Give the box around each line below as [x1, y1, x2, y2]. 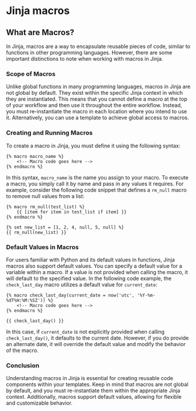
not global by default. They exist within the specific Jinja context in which [6, 89, 183, 96]
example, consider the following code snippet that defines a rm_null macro [6, 186, 187, 194]
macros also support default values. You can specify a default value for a [6, 262, 183, 270]
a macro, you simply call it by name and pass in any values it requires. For [6, 180, 184, 187]
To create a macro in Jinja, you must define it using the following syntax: [6, 142, 181, 149]
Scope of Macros [6, 70, 56, 78]
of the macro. [6, 347, 39, 354]
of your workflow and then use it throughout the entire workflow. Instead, [6, 102, 183, 109]
